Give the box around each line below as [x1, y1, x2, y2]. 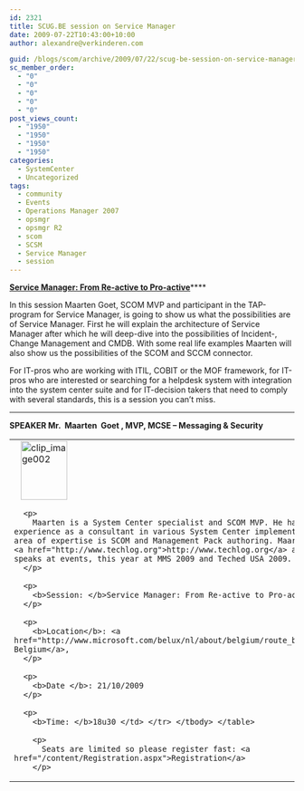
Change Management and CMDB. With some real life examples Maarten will [9, 338, 292, 349]
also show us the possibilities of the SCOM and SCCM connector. [9, 348, 253, 359]
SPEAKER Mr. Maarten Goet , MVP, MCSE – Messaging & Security [9, 420, 264, 431]
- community [17, 189, 63, 199]
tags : [9, 181, 30, 190]
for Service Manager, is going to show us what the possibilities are [43, 309, 291, 320]
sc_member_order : [9, 63, 75, 72]
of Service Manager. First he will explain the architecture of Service [9, 319, 261, 330]
